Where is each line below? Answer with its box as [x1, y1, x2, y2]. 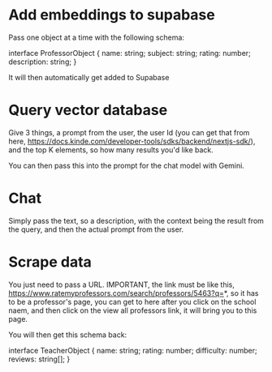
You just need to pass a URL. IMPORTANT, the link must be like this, [8, 280, 235, 289]
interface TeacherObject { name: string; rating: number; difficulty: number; [8, 345, 257, 355]
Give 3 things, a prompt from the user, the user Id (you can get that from [8, 127, 250, 137]
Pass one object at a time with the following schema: [8, 32, 185, 42]
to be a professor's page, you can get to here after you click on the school [8, 297, 257, 306]
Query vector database [8, 101, 168, 119]
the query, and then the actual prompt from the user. [8, 224, 184, 234]
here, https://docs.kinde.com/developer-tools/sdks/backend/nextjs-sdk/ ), [8, 136, 256, 146]
